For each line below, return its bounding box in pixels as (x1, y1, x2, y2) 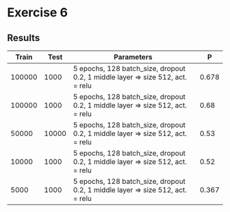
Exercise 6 (7, 5, 68, 21)
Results (7, 32, 40, 44)
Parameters (114, 53, 153, 62)
